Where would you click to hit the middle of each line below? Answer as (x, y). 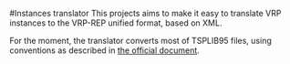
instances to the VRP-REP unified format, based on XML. (116, 23)
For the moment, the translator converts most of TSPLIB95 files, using (140, 41)
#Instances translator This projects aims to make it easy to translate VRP (145, 13)
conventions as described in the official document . (105, 50)
